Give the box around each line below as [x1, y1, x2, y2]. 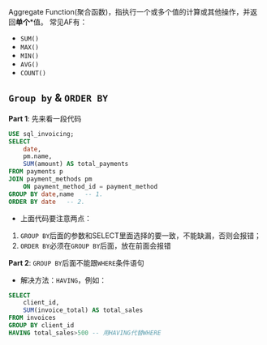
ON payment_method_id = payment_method [23, 182, 158, 190]
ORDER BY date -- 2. [8, 198, 85, 206]
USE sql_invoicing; [8, 130, 75, 138]
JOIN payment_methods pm [8, 175, 93, 184]
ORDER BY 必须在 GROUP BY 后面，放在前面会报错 [19, 241, 172, 250]
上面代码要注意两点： [19, 213, 92, 223]
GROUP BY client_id [8, 322, 75, 330]
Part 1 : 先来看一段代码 [8, 113, 82, 123]
